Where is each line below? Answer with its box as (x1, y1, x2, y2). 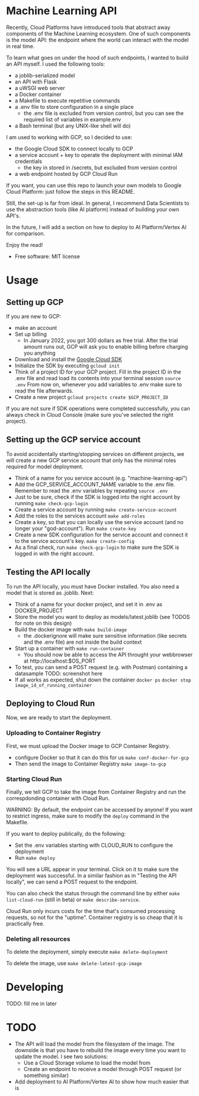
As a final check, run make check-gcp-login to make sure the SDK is (14, 544, 179, 551)
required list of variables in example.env (23, 115, 121, 123)
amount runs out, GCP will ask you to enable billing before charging (23, 343, 188, 350)
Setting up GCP (6, 297, 64, 307)
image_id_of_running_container (14, 682, 92, 688)
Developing (6, 981, 64, 994)
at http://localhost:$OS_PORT (23, 657, 96, 664)
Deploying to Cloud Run (6, 698, 95, 708)
